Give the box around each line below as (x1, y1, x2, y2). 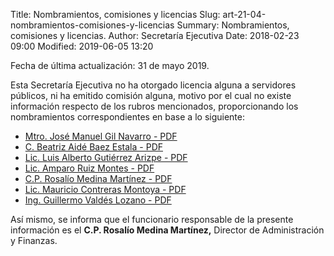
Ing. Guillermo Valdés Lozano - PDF (24, 194, 172, 206)
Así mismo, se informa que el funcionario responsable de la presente (10, 214, 294, 225)
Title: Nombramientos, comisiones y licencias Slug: (10, 9, 221, 20)
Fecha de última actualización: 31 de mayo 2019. (10, 60, 210, 71)
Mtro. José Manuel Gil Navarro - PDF (24, 130, 178, 142)
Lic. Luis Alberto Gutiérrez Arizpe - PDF (24, 152, 188, 163)
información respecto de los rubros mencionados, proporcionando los (10, 100, 299, 112)
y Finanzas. (10, 235, 58, 246)
